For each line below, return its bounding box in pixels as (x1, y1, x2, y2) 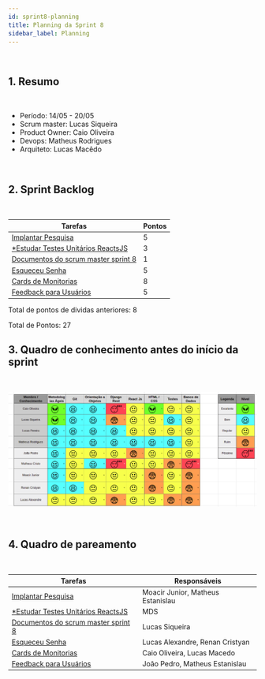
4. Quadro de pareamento (8, 537, 136, 551)
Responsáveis (174, 576, 222, 585)
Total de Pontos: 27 (8, 320, 72, 330)
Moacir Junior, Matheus (141, 588, 219, 597)
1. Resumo (8, 75, 60, 88)
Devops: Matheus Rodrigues (19, 136, 112, 146)
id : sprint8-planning (8, 13, 80, 21)
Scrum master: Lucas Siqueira (19, 119, 118, 129)
